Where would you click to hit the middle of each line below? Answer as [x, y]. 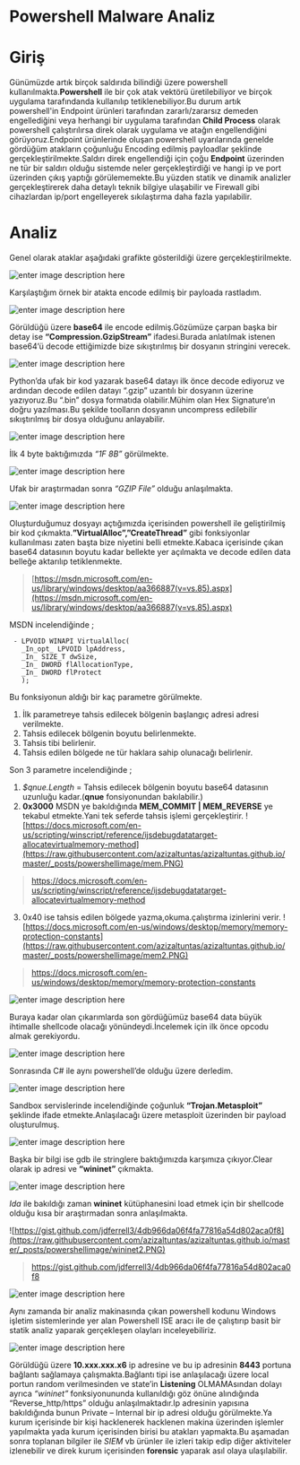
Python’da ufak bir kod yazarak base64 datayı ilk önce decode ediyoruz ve [147, 381]
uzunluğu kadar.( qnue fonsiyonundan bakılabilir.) [112, 797]
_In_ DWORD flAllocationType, [77, 665]
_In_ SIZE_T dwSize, [60, 657]
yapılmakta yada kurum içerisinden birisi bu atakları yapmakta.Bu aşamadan [149, 1432]
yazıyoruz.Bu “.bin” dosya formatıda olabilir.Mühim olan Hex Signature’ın [142, 400]
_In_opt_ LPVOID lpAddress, [73, 649]
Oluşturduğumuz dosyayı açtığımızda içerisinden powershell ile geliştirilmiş [148, 524]
